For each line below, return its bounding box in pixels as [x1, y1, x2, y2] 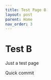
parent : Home [5, 17, 33, 22]
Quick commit [5, 70, 34, 76]
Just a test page [5, 60, 39, 66]
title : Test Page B [5, 7, 46, 13]
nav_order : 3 [5, 21, 33, 27]
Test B [5, 44, 32, 55]
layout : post [5, 12, 33, 17]
